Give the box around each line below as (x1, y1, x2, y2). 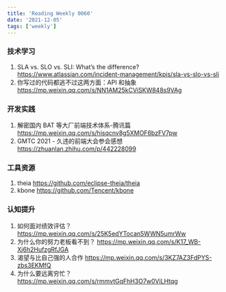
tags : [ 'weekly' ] (7, 23, 57, 29)
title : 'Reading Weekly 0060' (7, 10, 94, 17)
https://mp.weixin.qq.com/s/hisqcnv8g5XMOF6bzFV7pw (16, 128, 178, 137)
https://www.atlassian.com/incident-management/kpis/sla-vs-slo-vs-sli (16, 70, 219, 78)
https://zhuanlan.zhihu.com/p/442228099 (16, 145, 137, 153)
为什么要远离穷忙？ (16, 269, 72, 278)
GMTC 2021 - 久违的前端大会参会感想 (16, 136, 123, 145)
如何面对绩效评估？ (16, 221, 72, 230)
